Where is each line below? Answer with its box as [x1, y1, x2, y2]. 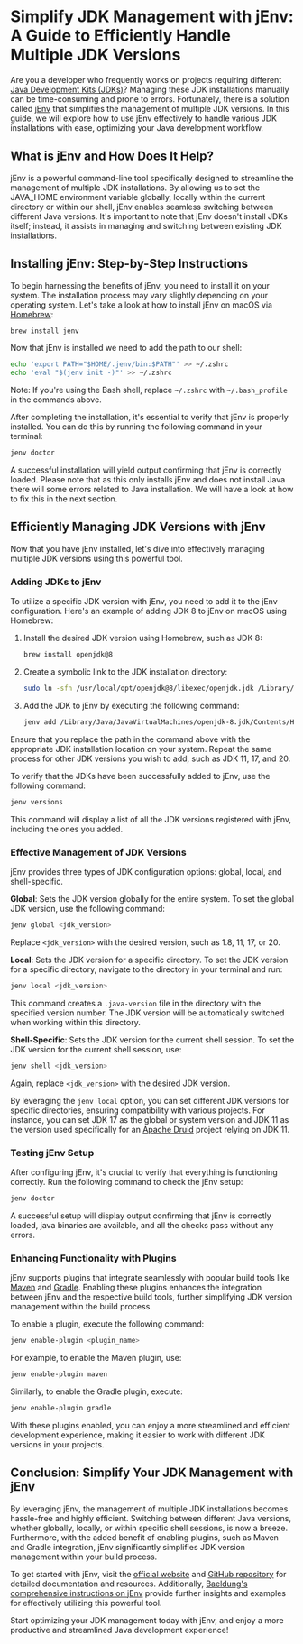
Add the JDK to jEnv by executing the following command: [23, 700, 240, 711]
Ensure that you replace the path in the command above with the [10, 733, 251, 745]
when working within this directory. [10, 1016, 141, 1027]
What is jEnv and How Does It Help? [10, 149, 215, 164]
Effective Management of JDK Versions [10, 846, 188, 859]
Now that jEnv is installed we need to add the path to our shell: [10, 343, 243, 354]
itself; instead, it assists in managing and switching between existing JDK [10, 220, 282, 231]
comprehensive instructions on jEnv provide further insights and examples [10, 1587, 287, 1598]
